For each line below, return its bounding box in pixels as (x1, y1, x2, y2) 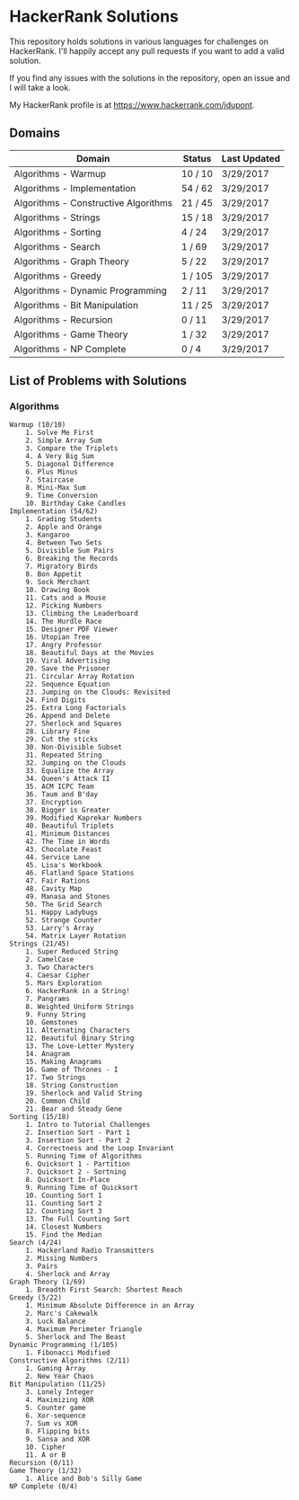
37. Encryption (25, 798, 83, 807)
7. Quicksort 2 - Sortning (25, 1167, 127, 1176)
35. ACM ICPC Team (25, 782, 94, 792)
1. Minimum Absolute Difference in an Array (25, 1301, 195, 1310)
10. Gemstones (25, 1018, 78, 1027)
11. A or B (25, 1451, 66, 1460)
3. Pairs (25, 1262, 58, 1271)
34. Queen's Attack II (25, 775, 110, 784)
